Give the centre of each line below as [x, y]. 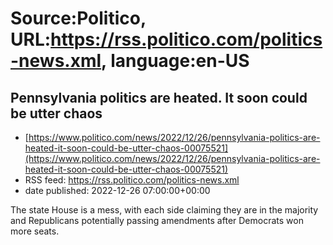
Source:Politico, [78, 18]
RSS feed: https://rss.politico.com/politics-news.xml [132, 180]
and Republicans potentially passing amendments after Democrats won [157, 220]
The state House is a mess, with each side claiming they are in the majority [164, 210]
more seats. [35, 231]
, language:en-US [175, 61]
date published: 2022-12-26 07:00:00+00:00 [117, 190]
